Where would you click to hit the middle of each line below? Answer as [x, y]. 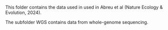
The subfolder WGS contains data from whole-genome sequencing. [77, 22]
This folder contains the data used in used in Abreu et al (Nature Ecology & [84, 7]
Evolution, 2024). [24, 12]
